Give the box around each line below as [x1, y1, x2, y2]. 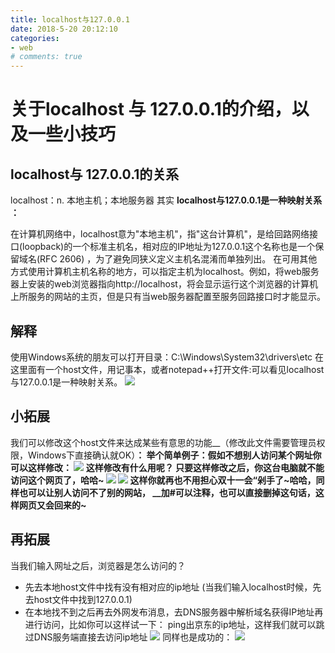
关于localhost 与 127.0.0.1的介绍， [10, 98, 292, 121]
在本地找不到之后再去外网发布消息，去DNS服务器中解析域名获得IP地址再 [24, 606, 324, 618]
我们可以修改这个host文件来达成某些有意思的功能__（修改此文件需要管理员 [10, 436, 317, 448]
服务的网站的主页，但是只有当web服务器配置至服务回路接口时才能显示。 [27, 291, 326, 303]
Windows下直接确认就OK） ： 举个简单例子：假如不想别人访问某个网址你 [27, 449, 322, 461]
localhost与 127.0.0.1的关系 [10, 166, 180, 183]
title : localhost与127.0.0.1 [10, 14, 130, 25]
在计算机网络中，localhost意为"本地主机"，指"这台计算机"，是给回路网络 [10, 228, 310, 240]
